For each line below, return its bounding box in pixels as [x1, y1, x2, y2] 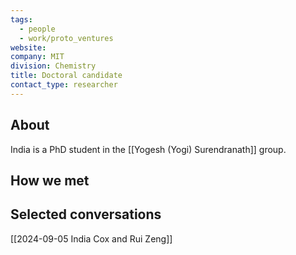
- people [19, 24, 56, 34]
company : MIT [10, 52, 65, 62]
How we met [10, 172, 90, 189]
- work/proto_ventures [19, 33, 114, 43]
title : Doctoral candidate [10, 71, 123, 81]
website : [10, 42, 47, 53]
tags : [10, 14, 33, 25]
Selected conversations [10, 206, 162, 223]
